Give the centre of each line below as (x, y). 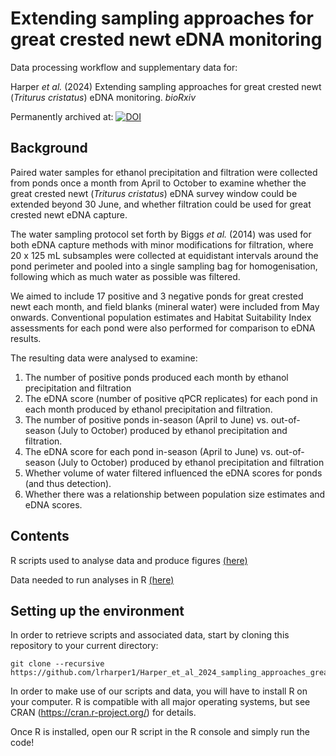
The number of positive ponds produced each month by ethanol (156, 377)
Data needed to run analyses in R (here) (92, 579)
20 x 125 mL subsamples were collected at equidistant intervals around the (164, 255)
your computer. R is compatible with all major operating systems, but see (160, 702)
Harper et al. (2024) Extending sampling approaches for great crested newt (166, 86)
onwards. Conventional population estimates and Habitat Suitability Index (161, 317)
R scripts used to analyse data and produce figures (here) (129, 560)
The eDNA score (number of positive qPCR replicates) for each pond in (171, 398)
